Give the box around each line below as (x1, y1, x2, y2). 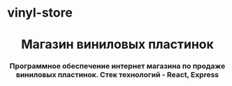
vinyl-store (7, 5, 73, 21)
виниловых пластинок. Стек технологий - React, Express (15, 70, 219, 80)
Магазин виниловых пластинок (20, 37, 215, 53)
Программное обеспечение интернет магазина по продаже (9, 61, 226, 71)
